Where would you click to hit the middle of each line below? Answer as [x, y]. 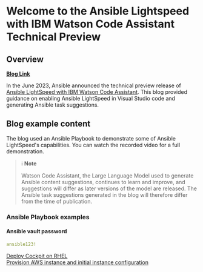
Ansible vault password [37, 231]
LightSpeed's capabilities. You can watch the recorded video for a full [93, 145]
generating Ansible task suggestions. [52, 105]
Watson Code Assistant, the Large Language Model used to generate [107, 175]
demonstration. [25, 151]
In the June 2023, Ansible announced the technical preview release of [94, 85]
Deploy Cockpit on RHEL [37, 256]
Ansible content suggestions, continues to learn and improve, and [103, 182]
